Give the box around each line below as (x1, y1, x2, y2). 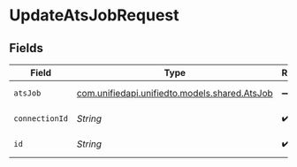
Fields (9, 41, 44, 56)
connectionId (13, 114, 69, 124)
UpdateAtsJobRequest (9, 5, 179, 26)
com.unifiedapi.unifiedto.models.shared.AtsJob (76, 87, 274, 99)
